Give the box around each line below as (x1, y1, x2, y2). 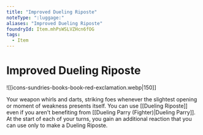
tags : (6, 32, 20, 38)
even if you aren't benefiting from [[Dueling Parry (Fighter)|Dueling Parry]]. (6, 108, 196, 116)
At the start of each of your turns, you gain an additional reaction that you (6, 115, 192, 122)
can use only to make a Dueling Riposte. (6, 122, 108, 129)
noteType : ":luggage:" (6, 15, 64, 21)
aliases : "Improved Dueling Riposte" (6, 20, 103, 26)
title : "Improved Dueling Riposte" (6, 9, 98, 15)
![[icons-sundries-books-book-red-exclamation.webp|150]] (6, 84, 156, 91)
